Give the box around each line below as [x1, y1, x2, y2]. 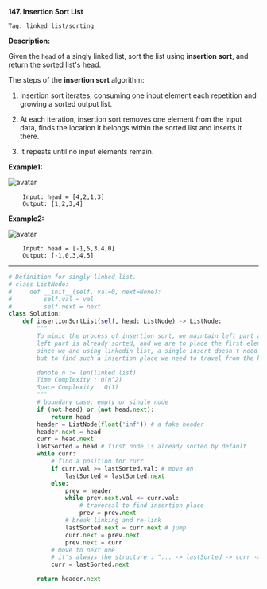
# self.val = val [8, 295, 94, 303]
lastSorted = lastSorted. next [64, 472, 165, 480]
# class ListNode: [8, 280, 69, 289]
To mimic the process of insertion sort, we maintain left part [37, 332, 254, 340]
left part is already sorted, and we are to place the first [37, 339, 244, 347]
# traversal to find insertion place [79, 502, 204, 510]
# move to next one [50, 546, 115, 554]
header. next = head [37, 428, 102, 436]
